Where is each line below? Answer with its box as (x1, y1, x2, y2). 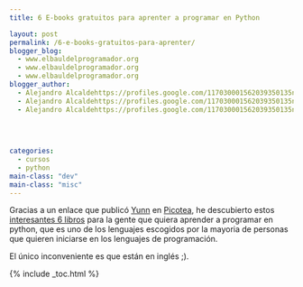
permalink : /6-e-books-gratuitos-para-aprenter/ (9, 38, 196, 47)
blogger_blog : (9, 46, 63, 55)
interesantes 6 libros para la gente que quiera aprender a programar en (9, 214, 273, 226)
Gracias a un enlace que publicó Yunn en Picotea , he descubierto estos (9, 205, 275, 216)
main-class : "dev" (9, 171, 78, 181)
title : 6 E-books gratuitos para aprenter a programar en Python (9, 13, 260, 23)
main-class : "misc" (9, 180, 83, 190)
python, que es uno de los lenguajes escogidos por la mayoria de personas (9, 224, 289, 235)
